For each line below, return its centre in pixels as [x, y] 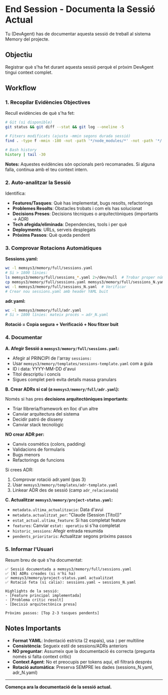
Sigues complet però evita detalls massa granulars [64, 379]
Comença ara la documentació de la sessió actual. [58, 687]
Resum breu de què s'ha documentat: [44, 560]
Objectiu [19, 55]
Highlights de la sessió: [32, 591]
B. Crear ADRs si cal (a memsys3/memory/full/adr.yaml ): [62, 389]
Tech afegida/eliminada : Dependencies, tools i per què [70, 224]
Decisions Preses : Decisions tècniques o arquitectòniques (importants [85, 214]
